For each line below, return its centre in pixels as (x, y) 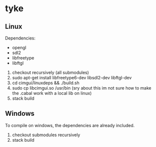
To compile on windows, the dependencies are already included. (70, 125)
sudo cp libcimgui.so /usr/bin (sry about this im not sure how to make (82, 88)
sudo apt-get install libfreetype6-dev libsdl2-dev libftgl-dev (72, 78)
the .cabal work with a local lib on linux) (52, 93)
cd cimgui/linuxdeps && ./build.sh (46, 83)
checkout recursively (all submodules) (50, 73)
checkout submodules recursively (46, 135)
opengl (19, 47)
